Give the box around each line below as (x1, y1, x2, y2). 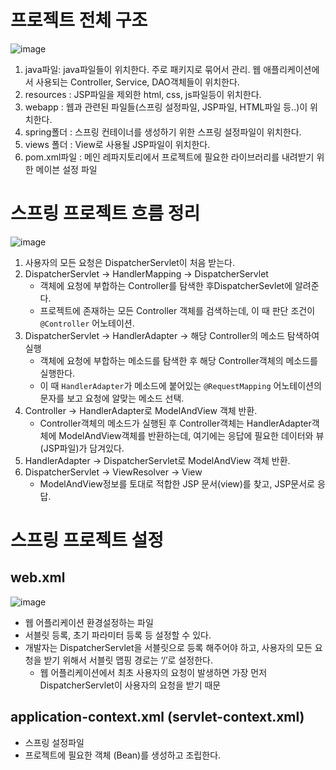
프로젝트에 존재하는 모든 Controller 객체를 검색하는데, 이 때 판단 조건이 (39, 304, 316, 316)
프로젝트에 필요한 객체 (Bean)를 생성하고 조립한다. (24, 749, 222, 761)
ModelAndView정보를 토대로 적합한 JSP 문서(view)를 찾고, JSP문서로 (39, 477, 315, 490)
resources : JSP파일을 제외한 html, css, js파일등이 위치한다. (24, 88, 262, 100)
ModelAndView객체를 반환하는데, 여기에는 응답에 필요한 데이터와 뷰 (58, 429, 325, 441)
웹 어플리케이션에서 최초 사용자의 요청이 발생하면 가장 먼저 (39, 666, 268, 678)
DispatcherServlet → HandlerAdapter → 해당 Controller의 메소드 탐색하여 (24, 329, 320, 341)
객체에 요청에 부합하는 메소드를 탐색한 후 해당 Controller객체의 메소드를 (39, 354, 318, 366)
